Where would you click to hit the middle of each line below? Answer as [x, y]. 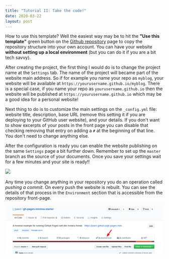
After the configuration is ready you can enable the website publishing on [81, 146]
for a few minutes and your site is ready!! [48, 162]
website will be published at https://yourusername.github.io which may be [83, 94]
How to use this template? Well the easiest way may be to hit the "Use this [82, 36]
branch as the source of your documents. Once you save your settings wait [83, 157]
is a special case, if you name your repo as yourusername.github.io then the [84, 89]
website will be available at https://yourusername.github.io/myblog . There [82, 84]
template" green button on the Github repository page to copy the [74, 42]
